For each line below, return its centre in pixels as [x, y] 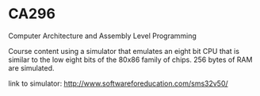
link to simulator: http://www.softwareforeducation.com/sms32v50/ [118, 83]
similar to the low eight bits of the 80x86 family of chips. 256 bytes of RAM [130, 60]
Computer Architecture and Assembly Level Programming [102, 36]
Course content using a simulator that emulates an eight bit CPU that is [124, 51]
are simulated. [31, 67]
